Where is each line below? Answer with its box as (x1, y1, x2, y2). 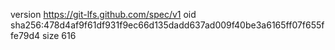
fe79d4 (10, 30, 41, 41)
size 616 (41, 30, 77, 41)
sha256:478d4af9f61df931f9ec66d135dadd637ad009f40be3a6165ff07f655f (10, 19, 325, 31)
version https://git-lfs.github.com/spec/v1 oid (10, 9, 197, 20)
